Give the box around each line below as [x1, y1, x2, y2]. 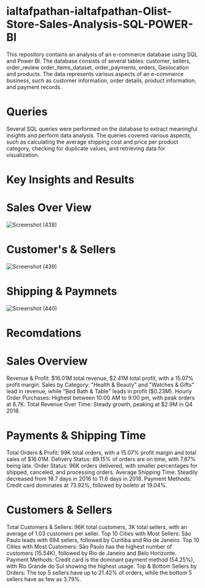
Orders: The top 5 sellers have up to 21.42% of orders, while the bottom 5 [6, 569, 192, 576]
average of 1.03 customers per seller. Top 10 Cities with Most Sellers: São [6, 530, 192, 537]
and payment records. [6, 83, 62, 90]
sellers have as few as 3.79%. [6, 575, 81, 582]
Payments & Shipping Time [6, 428, 146, 443]
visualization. [6, 151, 40, 158]
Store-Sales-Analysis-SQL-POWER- [6, 17, 193, 31]
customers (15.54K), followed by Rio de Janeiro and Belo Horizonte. [6, 549, 177, 557]
